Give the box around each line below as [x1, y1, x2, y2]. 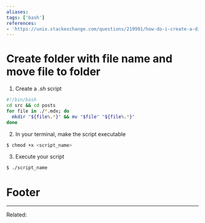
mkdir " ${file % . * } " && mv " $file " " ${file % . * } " [12, 114, 135, 120]
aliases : [6, 9, 29, 15]
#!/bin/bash [6, 97, 37, 103]
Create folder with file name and [6, 52, 173, 66]
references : [6, 20, 37, 26]
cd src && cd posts [6, 103, 56, 109]
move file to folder [6, 65, 101, 79]
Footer [6, 185, 41, 199]
